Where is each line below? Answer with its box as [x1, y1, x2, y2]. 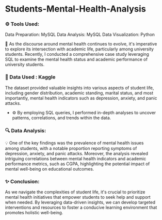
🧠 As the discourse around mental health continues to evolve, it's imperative [5, 41, 157, 47]
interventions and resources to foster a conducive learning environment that [5, 204, 157, 210]
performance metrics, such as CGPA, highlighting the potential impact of [5, 161, 150, 167]
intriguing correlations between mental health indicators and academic [5, 156, 146, 162]
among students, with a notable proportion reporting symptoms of [5, 145, 137, 151]
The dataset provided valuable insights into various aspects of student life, [5, 85, 154, 91]
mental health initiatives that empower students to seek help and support [5, 194, 151, 200]
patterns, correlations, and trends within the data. [12, 115, 111, 121]
